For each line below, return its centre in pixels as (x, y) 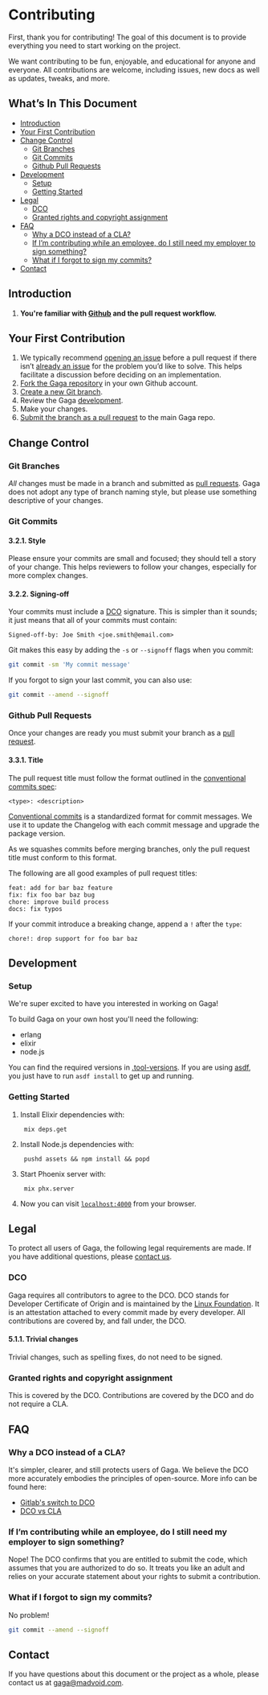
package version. (37, 833)
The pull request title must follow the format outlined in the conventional (127, 777)
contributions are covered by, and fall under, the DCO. (97, 1321)
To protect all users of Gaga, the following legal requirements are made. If (130, 1248)
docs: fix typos (35, 909)
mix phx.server (49, 1189)
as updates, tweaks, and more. (59, 78)
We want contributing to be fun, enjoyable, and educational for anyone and (132, 61)
